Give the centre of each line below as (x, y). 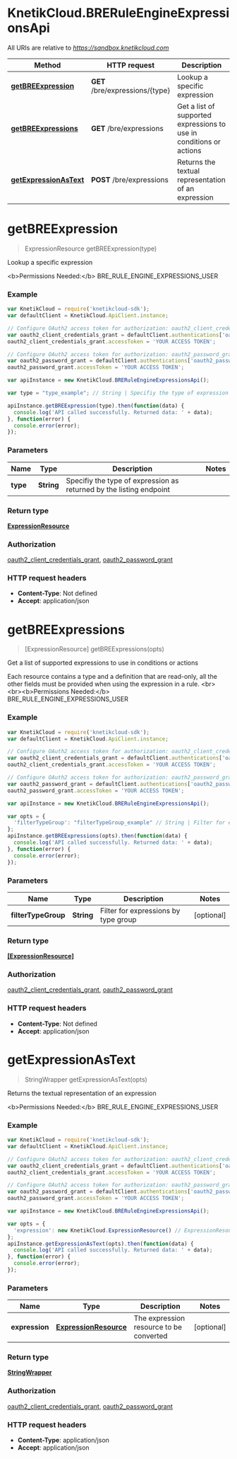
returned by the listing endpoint (118, 489)
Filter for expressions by (140, 910)
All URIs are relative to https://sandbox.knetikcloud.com (88, 47)
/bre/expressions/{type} (130, 90)
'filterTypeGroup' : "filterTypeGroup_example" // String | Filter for (120, 823)
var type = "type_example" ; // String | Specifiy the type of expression (118, 393)
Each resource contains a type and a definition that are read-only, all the (112, 677)
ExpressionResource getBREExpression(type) (91, 248)
